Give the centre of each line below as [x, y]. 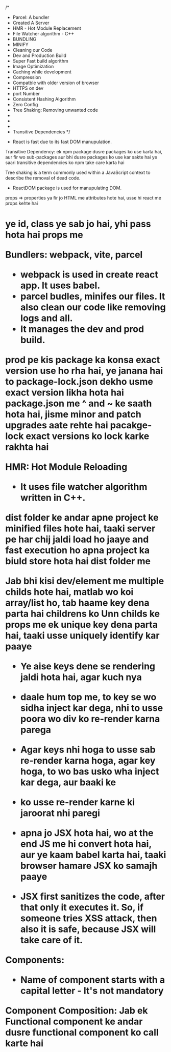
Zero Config [25, 104]
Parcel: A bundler [31, 17]
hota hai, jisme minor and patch [73, 414]
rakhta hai [27, 447]
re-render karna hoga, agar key [88, 761]
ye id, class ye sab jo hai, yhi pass [78, 224]
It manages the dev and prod [82, 329]
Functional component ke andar [74, 1021]
